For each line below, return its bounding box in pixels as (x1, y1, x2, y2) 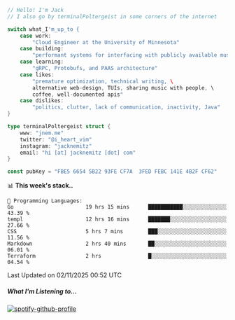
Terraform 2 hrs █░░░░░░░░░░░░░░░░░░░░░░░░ (7, 253, 227, 260)
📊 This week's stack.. (7, 181, 73, 190)
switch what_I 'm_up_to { (7, 25, 80, 33)
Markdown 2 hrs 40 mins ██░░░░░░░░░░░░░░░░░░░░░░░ (7, 240, 227, 248)
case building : (20, 46, 64, 53)
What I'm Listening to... (7, 287, 78, 295)
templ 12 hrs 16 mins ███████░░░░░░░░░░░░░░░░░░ (7, 216, 227, 223)
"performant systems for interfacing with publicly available (32, 52, 218, 59)
